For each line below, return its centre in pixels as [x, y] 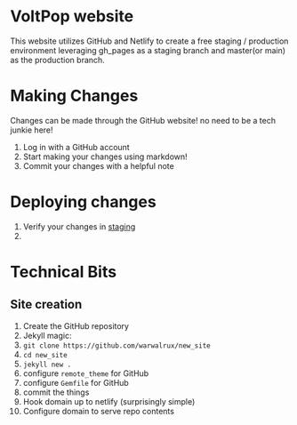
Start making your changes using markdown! [105, 156]
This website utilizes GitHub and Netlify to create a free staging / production [149, 41]
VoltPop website [72, 16]
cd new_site [45, 355]
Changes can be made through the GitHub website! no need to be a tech [143, 120]
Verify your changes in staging [79, 226]
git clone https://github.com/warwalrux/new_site [117, 345]
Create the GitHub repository [76, 325]
